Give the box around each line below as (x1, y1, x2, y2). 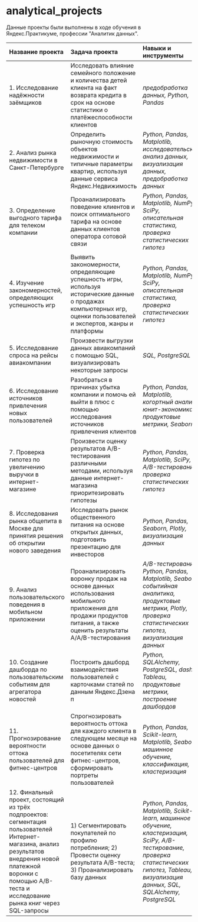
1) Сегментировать (70, 821, 127, 829)
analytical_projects (6, 4, 103, 18)
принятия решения (9, 531, 64, 539)
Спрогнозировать (70, 711, 122, 720)
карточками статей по (70, 680, 134, 688)
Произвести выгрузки (70, 336, 134, 344)
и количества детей (70, 76, 127, 84)
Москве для (9, 524, 44, 532)
